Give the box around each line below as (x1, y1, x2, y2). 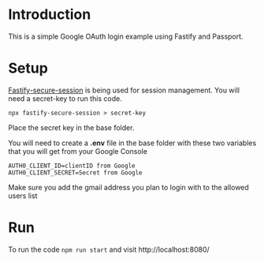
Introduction (8, 6, 91, 24)
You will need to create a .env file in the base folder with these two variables (8, 138, 257, 148)
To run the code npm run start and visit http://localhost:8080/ (8, 245, 210, 254)
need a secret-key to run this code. (8, 93, 122, 103)
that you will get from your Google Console (8, 146, 148, 155)
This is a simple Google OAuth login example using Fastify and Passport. (8, 32, 244, 41)
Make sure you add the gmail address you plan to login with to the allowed (8, 182, 250, 192)
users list (8, 191, 38, 200)
